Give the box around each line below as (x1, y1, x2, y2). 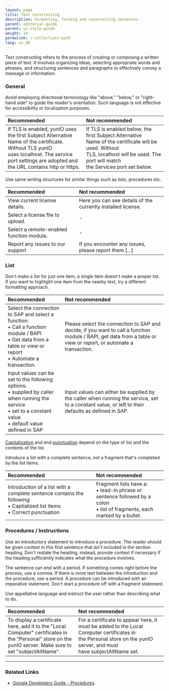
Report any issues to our (8, 240, 65, 248)
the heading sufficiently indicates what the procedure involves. (5, 555, 136, 561)
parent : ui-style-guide (5, 26, 55, 31)
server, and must (78, 641, 118, 649)
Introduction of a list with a (8, 483, 70, 490)
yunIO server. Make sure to (8, 641, 72, 649)
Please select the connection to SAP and (64, 320, 161, 327)
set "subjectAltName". (8, 648, 60, 655)
